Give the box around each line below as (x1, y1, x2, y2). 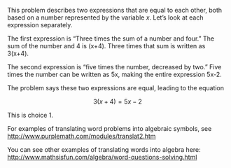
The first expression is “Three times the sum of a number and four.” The (7, 34, 215, 43)
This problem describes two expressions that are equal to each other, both (7, 6, 223, 14)
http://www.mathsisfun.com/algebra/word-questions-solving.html (7, 153, 197, 161)
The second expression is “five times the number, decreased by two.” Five (7, 63, 222, 71)
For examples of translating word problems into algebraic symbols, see (7, 125, 212, 132)
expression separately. (7, 21, 73, 29)
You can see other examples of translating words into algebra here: (7, 146, 201, 153)
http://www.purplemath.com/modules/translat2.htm (7, 132, 156, 140)
